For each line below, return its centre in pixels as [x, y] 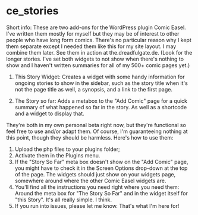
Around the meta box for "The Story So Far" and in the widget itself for [101, 193]
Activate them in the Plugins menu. [57, 155]
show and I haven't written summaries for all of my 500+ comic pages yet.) [98, 65]
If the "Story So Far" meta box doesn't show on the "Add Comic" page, [101, 162]
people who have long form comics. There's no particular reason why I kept [99, 40]
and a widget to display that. [49, 113]
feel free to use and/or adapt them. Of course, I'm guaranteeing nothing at [97, 131]
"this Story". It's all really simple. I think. [63, 200]
